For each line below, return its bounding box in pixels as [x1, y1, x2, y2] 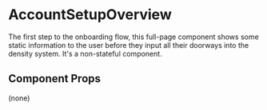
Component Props [8, 72, 102, 85]
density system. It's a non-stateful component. [8, 49, 162, 58]
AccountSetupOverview [8, 6, 172, 24]
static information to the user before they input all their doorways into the [8, 40, 249, 49]
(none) [8, 93, 30, 103]
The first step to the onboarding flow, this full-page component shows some [8, 32, 260, 41]
